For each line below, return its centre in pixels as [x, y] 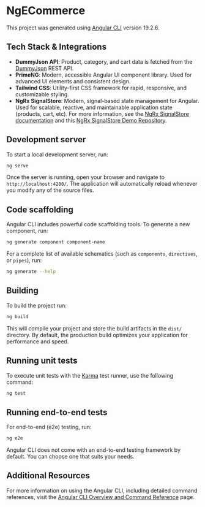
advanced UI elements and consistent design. [73, 81]
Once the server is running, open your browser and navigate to [86, 177]
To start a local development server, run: [57, 154]
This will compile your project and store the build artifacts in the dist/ [94, 328]
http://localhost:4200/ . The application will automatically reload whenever [102, 184]
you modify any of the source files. [50, 190]
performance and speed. [38, 341]
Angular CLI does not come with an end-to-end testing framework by [93, 450]
